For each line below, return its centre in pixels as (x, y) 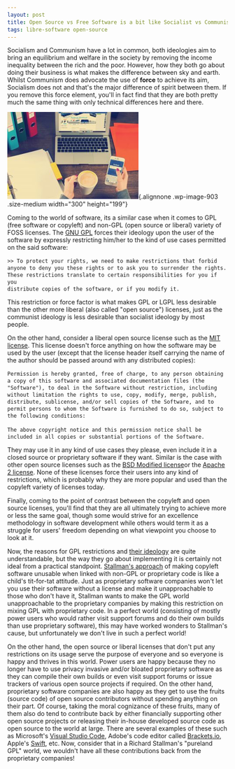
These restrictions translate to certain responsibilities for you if (112, 275)
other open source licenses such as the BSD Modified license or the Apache (116, 465)
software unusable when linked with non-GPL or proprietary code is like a (113, 574)
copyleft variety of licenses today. (56, 487)
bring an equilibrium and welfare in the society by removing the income (110, 58)
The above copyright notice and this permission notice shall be (104, 430)
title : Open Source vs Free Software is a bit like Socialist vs (104, 22)
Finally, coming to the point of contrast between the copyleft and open (109, 501)
